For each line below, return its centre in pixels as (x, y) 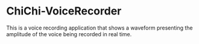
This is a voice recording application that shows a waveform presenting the (99, 28)
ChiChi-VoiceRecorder (64, 11)
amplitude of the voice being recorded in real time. (69, 34)
